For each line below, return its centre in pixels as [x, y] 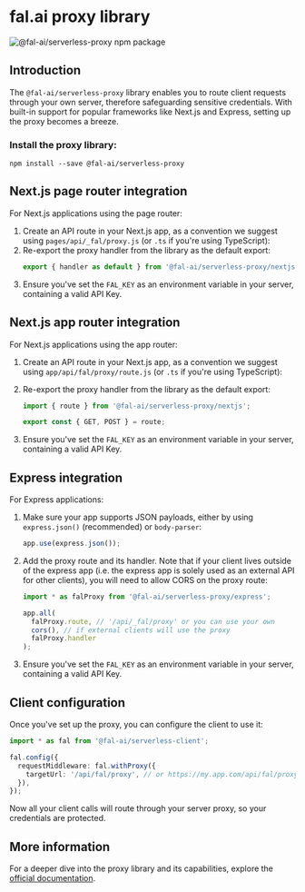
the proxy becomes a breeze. [64, 121]
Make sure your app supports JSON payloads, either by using [138, 517]
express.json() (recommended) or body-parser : [112, 527]
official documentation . [53, 878]
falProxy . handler [64, 639]
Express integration [66, 477]
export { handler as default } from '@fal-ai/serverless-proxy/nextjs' [161, 267]
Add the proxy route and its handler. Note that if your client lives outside [157, 560]
